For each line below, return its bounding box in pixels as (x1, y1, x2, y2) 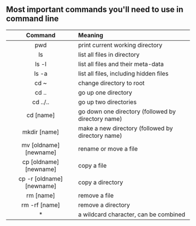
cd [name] (26, 111, 55, 119)
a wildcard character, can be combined (78, 210, 185, 218)
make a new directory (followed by (78, 124, 173, 132)
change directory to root (78, 79, 145, 87)
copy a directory (78, 178, 124, 186)
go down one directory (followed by (78, 107, 176, 116)
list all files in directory (78, 50, 140, 58)
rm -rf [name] (21, 201, 60, 209)
